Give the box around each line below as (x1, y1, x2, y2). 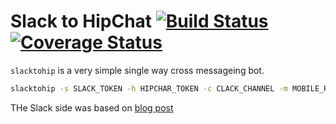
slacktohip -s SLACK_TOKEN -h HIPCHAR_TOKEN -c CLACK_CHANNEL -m (10, 83, 288, 94)
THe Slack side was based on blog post (10, 101, 174, 114)
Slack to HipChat (10, 10, 153, 33)
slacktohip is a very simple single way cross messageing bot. (10, 64, 265, 76)
